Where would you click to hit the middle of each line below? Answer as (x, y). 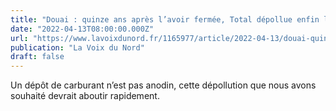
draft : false (37, 57)
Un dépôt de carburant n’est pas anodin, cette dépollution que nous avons (163, 85)
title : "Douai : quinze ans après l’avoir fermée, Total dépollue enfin (165, 19)
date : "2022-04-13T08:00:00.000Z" (82, 29)
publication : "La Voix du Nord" (77, 47)
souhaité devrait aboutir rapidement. (85, 96)
